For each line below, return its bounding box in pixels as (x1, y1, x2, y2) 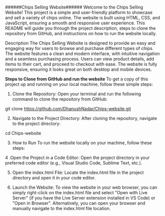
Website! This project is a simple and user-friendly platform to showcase (5, 9, 153, 15)
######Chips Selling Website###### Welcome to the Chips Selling (5, 4, 143, 10)
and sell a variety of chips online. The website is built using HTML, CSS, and (5, 15, 161, 20)
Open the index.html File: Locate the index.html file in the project (12, 169, 144, 175)
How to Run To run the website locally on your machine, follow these (12, 140, 152, 146)
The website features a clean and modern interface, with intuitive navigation (5, 51, 160, 56)
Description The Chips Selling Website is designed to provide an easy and (5, 40, 156, 46)
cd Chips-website (5, 130, 41, 136)
